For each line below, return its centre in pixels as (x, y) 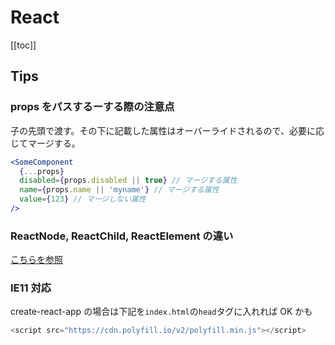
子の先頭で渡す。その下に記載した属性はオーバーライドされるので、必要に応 (167, 130)
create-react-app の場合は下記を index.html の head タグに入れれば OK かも (161, 312)
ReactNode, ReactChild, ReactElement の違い (122, 236)
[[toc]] (23, 45)
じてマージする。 (45, 143)
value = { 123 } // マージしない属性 (83, 199)
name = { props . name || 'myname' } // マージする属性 (119, 190)
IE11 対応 (31, 288)
